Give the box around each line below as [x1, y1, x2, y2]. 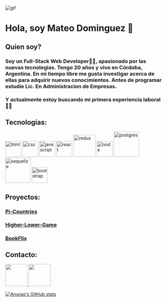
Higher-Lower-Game [5, 221, 57, 229]
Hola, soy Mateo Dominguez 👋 [5, 23, 134, 34]
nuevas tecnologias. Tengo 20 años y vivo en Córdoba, [5, 64, 143, 71]
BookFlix [5, 235, 27, 242]
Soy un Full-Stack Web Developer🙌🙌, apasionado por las [5, 57, 146, 64]
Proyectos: [5, 193, 40, 201]
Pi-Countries [5, 208, 38, 215]
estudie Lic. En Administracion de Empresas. [5, 83, 117, 90]
